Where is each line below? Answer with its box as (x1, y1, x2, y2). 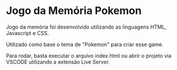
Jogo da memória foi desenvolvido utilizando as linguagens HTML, (6, 23, 166, 30)
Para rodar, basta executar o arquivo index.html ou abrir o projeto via (6, 52, 172, 59)
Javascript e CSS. (6, 29, 49, 36)
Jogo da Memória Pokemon (6, 4, 142, 17)
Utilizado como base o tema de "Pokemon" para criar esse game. (6, 41, 164, 48)
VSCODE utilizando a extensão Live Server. (6, 58, 110, 65)
